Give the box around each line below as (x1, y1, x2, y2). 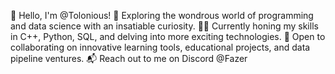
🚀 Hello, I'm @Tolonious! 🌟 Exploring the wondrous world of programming (10, 10, 314, 21)
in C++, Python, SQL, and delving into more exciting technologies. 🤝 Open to (10, 31, 326, 42)
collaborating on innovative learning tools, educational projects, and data (10, 41, 311, 53)
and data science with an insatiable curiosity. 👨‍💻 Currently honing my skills (10, 20, 319, 32)
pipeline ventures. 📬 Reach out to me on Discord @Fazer (10, 53, 248, 64)
